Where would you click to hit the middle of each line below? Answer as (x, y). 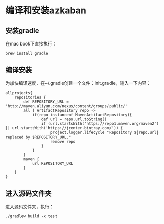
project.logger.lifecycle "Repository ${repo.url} (104, 132)
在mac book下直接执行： (31, 44)
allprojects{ (19, 93)
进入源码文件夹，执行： (30, 207)
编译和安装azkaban (46, 10)
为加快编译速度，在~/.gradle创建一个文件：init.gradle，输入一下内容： (78, 83)
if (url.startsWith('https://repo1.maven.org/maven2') (100, 124)
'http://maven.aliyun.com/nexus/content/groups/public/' (66, 106)
